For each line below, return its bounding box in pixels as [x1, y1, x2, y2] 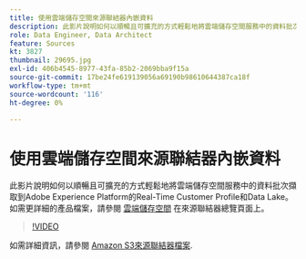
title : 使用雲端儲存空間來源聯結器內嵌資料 [9, 13, 154, 23]
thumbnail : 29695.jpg [9, 56, 92, 65]
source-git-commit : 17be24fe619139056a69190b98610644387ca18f [9, 73, 250, 82]
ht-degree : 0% [9, 98, 64, 108]
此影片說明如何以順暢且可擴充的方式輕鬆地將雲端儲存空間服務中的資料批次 [9, 180, 289, 192]
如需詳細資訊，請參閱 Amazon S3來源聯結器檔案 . [9, 240, 193, 251]
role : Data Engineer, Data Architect [9, 30, 153, 39]
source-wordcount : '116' [9, 89, 104, 98]
